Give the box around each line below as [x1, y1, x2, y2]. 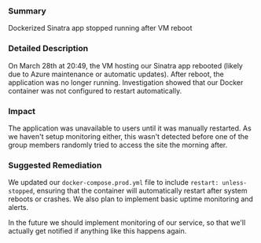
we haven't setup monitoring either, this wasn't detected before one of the [8, 131, 249, 141]
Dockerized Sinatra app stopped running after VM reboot [8, 24, 193, 33]
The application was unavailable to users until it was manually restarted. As [8, 123, 252, 133]
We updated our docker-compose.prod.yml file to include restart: [8, 178, 219, 187]
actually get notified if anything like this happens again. [8, 226, 187, 236]
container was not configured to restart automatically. [8, 86, 182, 95]
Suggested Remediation [8, 160, 102, 171]
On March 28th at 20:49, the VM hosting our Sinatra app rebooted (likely [8, 61, 244, 70]
